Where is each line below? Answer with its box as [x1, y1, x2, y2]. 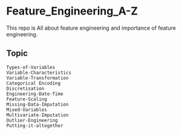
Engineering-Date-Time [6, 91, 63, 97]
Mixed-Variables [6, 107, 47, 113]
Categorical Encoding [6, 80, 61, 86]
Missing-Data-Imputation [6, 101, 69, 107]
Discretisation [6, 85, 45, 91]
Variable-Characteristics [6, 70, 71, 76]
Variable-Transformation [6, 74, 69, 81]
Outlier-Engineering [6, 117, 59, 123]
